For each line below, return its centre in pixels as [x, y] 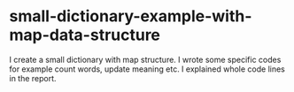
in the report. [33, 78]
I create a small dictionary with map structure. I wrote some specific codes [145, 59]
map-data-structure [85, 35]
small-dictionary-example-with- [131, 16]
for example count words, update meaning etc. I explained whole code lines [147, 69]
